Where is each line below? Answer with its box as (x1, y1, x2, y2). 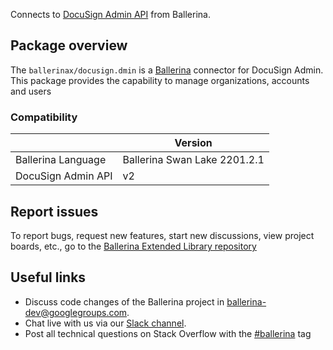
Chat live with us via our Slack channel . (24, 317, 187, 329)
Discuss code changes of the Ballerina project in (24, 295, 225, 308)
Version (174, 136, 213, 150)
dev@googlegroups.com (24, 306, 128, 318)
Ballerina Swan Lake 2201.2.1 (122, 153, 265, 167)
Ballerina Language (15, 153, 107, 167)
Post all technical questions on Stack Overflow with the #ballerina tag (24, 327, 312, 339)
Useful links (10, 269, 87, 286)
